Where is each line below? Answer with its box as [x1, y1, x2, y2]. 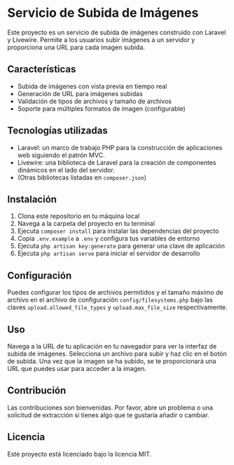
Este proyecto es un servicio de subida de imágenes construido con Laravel [7, 28, 226, 36]
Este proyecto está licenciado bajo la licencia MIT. [7, 450, 152, 458]
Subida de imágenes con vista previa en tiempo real [17, 82, 167, 90]
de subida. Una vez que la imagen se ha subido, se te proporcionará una [7, 357, 216, 365]
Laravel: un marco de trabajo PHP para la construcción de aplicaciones [17, 143, 223, 151]
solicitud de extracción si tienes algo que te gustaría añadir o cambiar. [7, 410, 210, 419]
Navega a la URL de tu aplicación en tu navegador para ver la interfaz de [7, 342, 217, 350]
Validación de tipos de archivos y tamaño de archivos [17, 97, 172, 105]
